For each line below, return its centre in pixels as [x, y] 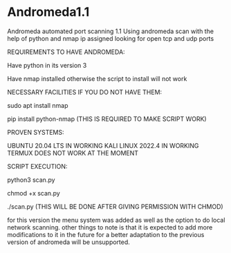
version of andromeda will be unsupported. [68, 242]
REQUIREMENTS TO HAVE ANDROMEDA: [66, 52]
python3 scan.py [31, 180]
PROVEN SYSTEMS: [36, 132]
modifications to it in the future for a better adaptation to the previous [106, 234]
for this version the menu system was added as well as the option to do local [116, 220]
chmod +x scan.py [34, 193]
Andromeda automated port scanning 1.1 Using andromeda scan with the [111, 31]
